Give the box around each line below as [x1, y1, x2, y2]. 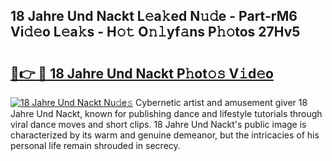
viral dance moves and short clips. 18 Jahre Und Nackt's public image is [10, 119, 307, 130]
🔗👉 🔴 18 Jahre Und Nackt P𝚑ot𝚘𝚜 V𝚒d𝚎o [10, 65, 274, 82]
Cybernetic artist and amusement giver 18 [135, 97, 308, 108]
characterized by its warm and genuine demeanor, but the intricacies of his [10, 129, 320, 141]
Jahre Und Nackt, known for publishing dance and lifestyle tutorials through [10, 108, 323, 119]
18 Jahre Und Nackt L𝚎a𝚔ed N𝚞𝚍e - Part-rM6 [10, 8, 298, 25]
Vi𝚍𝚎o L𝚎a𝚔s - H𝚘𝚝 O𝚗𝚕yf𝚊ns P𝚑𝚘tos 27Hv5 [10, 24, 301, 41]
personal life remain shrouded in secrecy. [10, 140, 181, 151]
